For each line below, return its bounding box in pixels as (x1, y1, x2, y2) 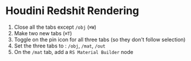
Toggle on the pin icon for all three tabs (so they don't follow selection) (14, 36, 186, 43)
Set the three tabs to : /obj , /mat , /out (14, 42, 106, 49)
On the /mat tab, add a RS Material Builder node (14, 48, 133, 55)
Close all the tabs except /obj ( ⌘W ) (14, 23, 96, 30)
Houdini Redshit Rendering (5, 4, 139, 18)
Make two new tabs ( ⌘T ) (14, 29, 72, 36)
